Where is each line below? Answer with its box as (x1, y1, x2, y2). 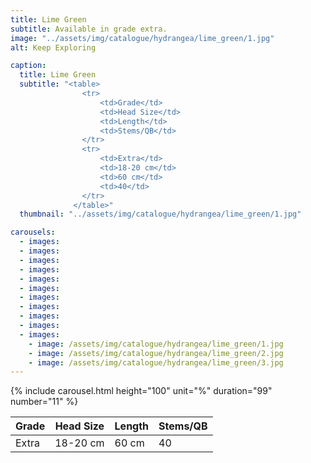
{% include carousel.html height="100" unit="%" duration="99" (10, 385, 273, 397)
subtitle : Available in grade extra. (10, 24, 168, 34)
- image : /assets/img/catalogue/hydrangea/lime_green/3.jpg (28, 357, 284, 368)
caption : (10, 61, 47, 71)
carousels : (10, 227, 56, 238)
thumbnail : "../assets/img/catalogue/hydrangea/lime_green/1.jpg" (19, 209, 302, 220)
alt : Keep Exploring (10, 42, 97, 53)
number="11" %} (10, 396, 79, 408)
